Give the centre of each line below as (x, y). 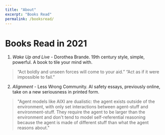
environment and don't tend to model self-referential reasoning (81, 117)
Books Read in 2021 (46, 43)
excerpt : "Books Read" (28, 14)
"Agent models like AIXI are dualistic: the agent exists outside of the (86, 101)
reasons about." (33, 128)
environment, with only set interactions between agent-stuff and (82, 107)
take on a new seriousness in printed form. (56, 92)
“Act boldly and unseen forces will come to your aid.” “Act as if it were (88, 72)
